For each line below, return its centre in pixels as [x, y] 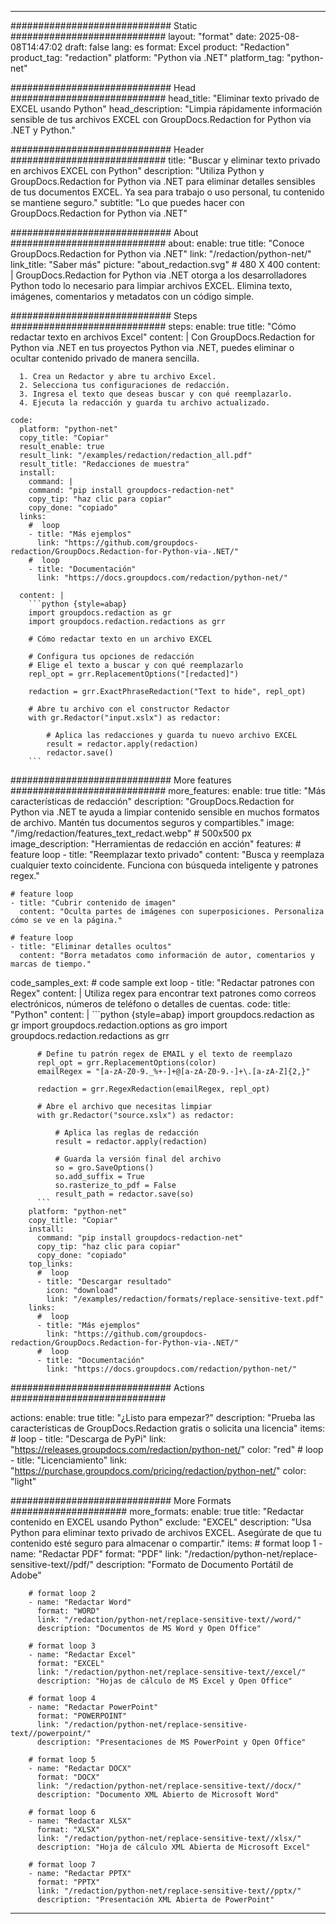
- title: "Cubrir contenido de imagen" [93, 903]
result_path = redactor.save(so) [124, 1194]
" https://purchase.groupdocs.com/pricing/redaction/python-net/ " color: [158, 1470]
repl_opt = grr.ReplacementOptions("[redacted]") [134, 674]
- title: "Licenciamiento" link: [68, 1460]
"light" [23, 1481]
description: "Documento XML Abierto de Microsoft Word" [158, 1795]
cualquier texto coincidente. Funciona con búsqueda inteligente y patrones [164, 865]
